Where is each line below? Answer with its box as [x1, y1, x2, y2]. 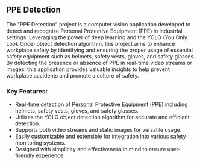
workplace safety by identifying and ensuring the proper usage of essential [6, 46, 193, 54]
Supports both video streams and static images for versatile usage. [14, 126, 182, 134]
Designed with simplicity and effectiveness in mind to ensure [14, 146, 166, 153]
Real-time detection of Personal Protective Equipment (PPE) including [14, 101, 188, 108]
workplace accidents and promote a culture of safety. [6, 72, 140, 79]
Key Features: [6, 87, 48, 95]
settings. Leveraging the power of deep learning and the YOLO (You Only [6, 33, 188, 41]
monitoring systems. [14, 139, 66, 146]
